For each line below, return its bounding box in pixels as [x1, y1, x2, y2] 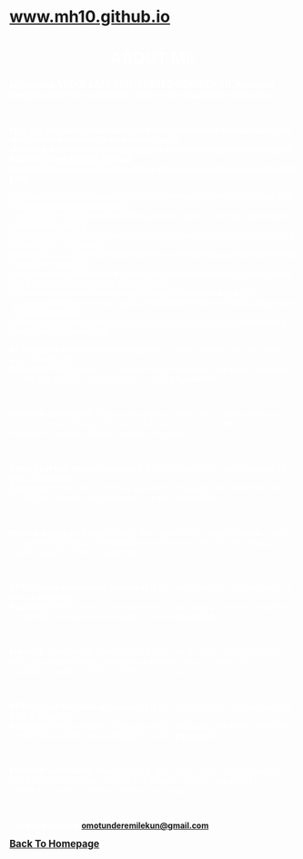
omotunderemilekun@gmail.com [81, 820, 209, 831]
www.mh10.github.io [9, 6, 171, 27]
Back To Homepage [9, 838, 100, 851]
